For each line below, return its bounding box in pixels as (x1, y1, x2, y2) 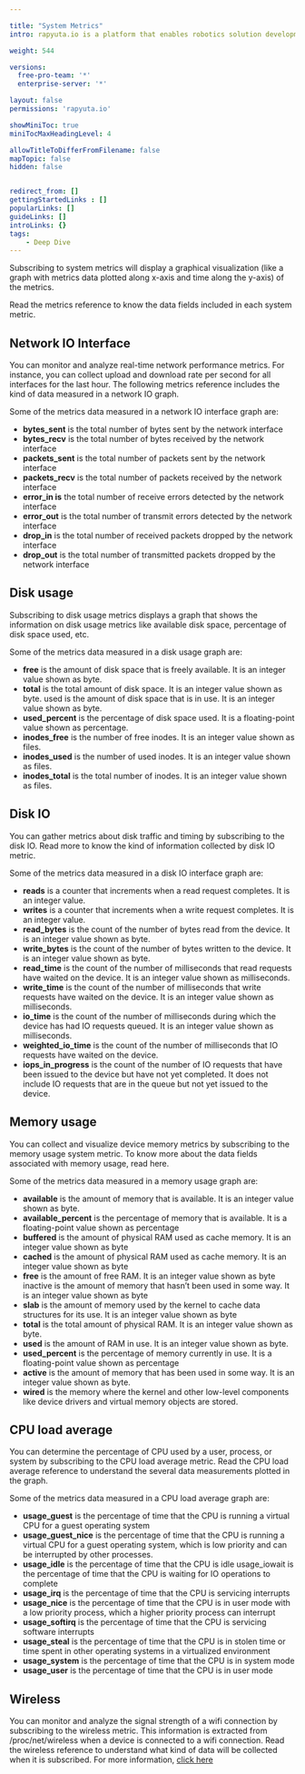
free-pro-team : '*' (17, 71, 92, 80)
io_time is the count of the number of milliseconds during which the (22, 1010, 277, 1021)
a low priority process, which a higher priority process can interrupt (22, 1607, 276, 1619)
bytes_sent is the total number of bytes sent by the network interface (22, 424, 283, 435)
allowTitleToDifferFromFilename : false (9, 145, 161, 155)
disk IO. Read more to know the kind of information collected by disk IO (9, 840, 275, 851)
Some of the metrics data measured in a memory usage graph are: (9, 1175, 259, 1187)
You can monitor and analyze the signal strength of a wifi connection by (9, 1716, 279, 1727)
